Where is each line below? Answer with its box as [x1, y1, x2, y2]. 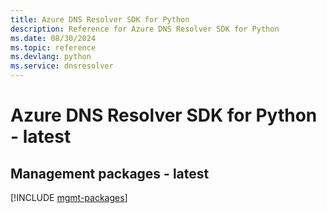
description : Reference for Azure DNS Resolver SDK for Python [10, 24, 280, 34]
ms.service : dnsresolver [10, 61, 114, 71]
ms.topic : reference [10, 42, 97, 53]
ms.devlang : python [10, 52, 92, 62]
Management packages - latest [10, 165, 210, 182]
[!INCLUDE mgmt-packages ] [10, 192, 128, 203]
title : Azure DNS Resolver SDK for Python [10, 14, 190, 25]
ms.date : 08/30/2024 [10, 33, 97, 43]
